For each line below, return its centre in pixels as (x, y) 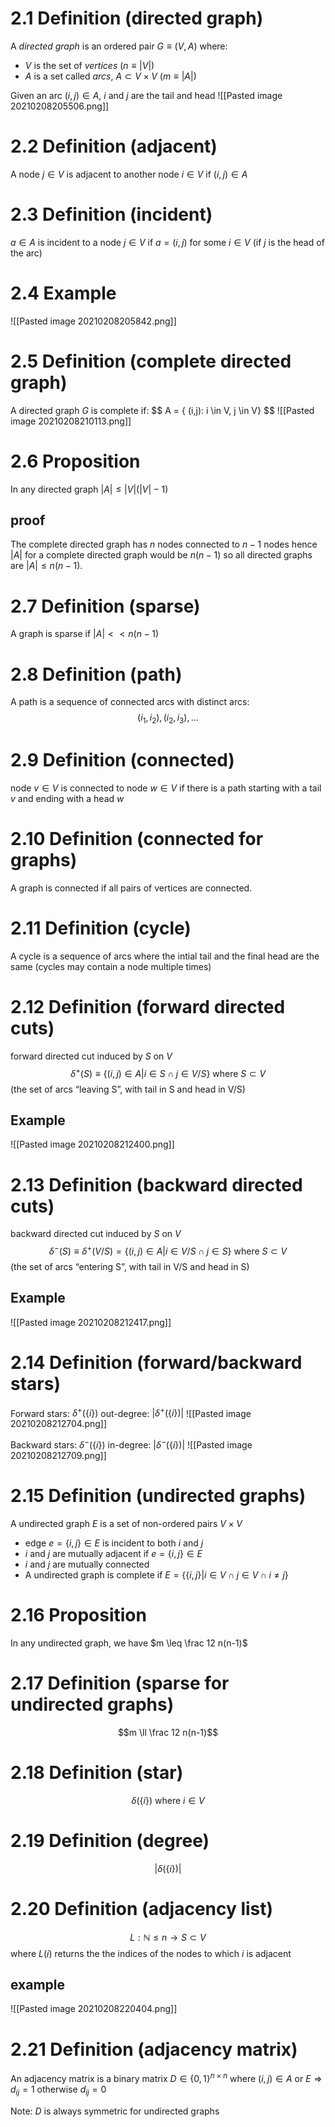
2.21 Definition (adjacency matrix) (154, 2049)
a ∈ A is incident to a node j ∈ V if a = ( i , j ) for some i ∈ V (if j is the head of (167, 242)
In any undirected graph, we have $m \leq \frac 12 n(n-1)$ (129, 1643)
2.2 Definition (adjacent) (114, 146)
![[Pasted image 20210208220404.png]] (94, 2009)
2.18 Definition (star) (97, 1772)
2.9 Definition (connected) (122, 760)
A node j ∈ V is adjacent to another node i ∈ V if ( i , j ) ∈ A (129, 174)
